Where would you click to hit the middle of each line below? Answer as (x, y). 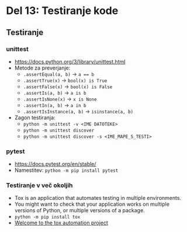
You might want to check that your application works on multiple (92, 204)
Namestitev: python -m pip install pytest (66, 170)
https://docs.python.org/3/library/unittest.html (70, 61)
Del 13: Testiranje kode (62, 11)
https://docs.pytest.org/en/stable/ (55, 164)
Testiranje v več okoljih (39, 185)
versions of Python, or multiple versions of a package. (79, 210)
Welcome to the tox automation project (61, 223)
